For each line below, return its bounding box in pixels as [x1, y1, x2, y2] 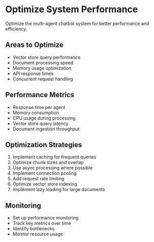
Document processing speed [12, 60, 74, 66]
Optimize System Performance [5, 4, 138, 15]
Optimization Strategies [5, 140, 82, 149]
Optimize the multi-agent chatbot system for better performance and [5, 20, 149, 26]
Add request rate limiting [12, 176, 65, 182]
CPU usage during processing [12, 115, 76, 121]
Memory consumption [12, 110, 59, 116]
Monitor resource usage [12, 231, 64, 237]
